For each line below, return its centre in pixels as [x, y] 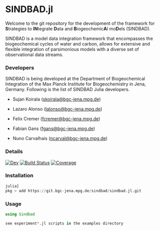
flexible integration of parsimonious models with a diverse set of [72, 49]
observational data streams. [34, 55]
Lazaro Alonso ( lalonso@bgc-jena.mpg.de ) [57, 109]
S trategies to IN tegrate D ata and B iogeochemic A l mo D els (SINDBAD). [78, 28]
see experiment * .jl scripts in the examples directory [64, 223]
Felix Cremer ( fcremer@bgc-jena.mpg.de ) [56, 119]
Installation [19, 175]
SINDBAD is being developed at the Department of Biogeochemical [75, 79]
